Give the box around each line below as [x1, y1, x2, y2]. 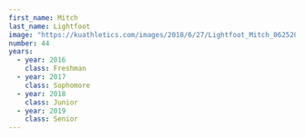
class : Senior [25, 114, 78, 123]
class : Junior [25, 97, 78, 107]
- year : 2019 [16, 106, 66, 115]
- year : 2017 [16, 73, 66, 82]
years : [8, 47, 34, 56]
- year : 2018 [16, 89, 66, 98]
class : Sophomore [25, 81, 91, 90]
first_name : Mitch [8, 13, 78, 23]
